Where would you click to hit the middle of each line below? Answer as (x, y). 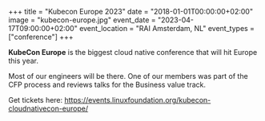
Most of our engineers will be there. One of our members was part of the (128, 76)
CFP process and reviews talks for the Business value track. (107, 84)
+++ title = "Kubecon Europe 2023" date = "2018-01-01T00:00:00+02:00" (131, 12)
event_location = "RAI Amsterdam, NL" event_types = (167, 28)
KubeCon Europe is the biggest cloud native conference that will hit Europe (133, 52)
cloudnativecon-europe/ (48, 108)
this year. (23, 60)
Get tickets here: (36, 100)
